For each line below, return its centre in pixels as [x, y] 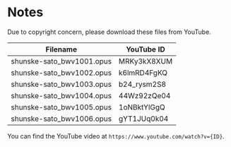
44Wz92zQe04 [145, 95]
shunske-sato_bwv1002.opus [61, 73]
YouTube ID [146, 49]
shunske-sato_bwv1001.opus [61, 61]
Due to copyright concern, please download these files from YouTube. [109, 32]
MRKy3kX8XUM [146, 61]
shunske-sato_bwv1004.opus [61, 95]
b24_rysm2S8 [143, 84]
